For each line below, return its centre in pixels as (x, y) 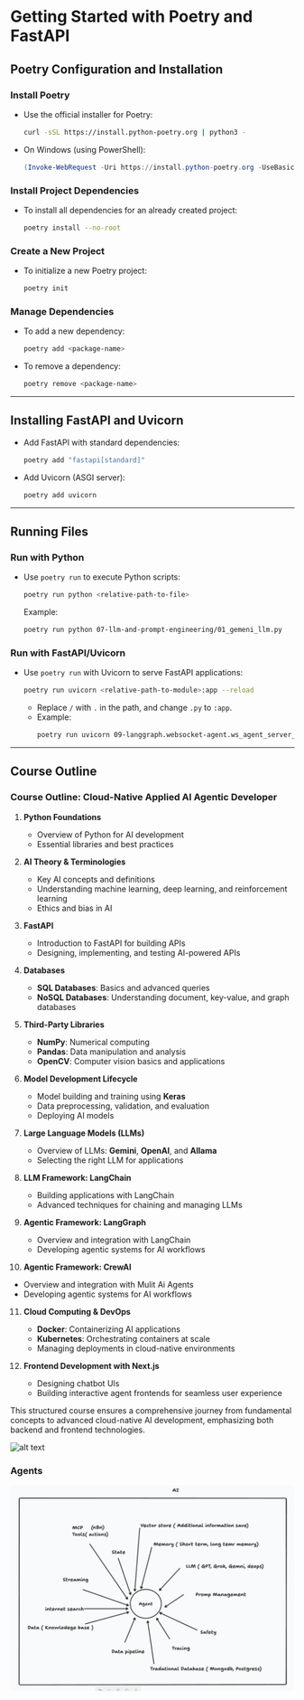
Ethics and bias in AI (74, 908)
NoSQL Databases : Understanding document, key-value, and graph (163, 997)
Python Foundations (62, 817)
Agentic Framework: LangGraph (85, 1222)
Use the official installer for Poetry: (88, 114)
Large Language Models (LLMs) (84, 1133)
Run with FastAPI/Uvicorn (68, 653)
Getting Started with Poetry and (132, 17)
